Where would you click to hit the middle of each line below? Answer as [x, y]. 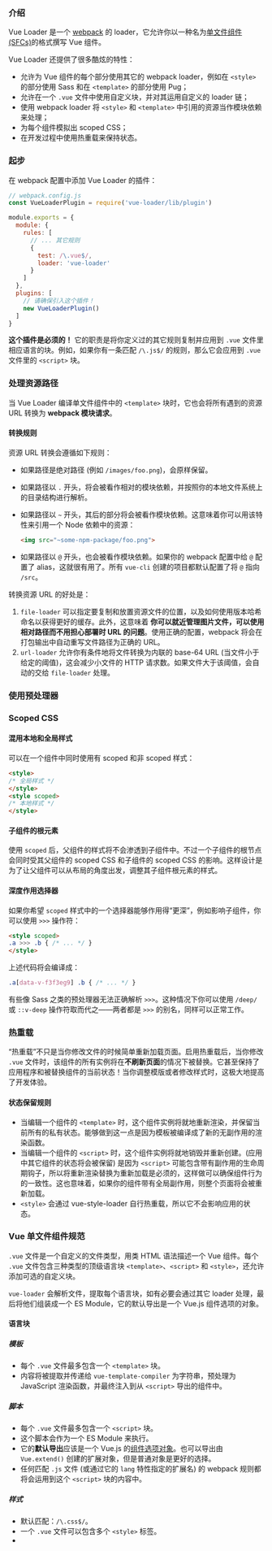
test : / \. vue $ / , [65, 255]
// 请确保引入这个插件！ [59, 301]
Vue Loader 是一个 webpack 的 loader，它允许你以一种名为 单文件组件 [125, 32]
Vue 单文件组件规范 [47, 1236]
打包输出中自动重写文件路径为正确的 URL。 [92, 642]
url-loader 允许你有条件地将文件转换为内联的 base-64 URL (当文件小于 [140, 652]
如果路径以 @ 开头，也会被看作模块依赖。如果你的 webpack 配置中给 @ [137, 556]
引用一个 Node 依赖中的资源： [85, 524]
